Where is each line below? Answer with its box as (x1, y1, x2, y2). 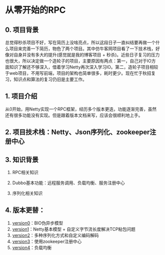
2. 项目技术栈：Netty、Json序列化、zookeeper (5, 128, 150, 137)
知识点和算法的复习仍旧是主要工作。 (13, 77, 87, 82)
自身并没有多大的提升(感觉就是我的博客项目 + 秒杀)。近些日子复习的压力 (13, 52, 160, 57)
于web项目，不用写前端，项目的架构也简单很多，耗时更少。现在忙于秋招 (5, 70, 151, 76)
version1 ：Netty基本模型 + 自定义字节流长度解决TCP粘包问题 (12, 226, 136, 232)
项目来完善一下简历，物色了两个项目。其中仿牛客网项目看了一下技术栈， (9, 46, 156, 52)
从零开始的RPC (5, 4, 66, 16)
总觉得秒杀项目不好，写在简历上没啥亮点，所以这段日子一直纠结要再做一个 (5, 40, 156, 45)
